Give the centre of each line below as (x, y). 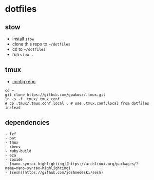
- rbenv (13, 147)
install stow (23, 39)
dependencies (27, 123)
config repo (24, 81)
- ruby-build (18, 151)
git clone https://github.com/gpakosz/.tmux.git (55, 95)
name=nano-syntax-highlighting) (38, 168)
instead (13, 108)
